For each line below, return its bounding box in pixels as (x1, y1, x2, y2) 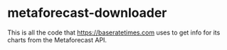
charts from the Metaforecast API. (7, 35, 107, 44)
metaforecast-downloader (7, 5, 167, 21)
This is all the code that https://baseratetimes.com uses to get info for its (7, 28, 221, 37)
